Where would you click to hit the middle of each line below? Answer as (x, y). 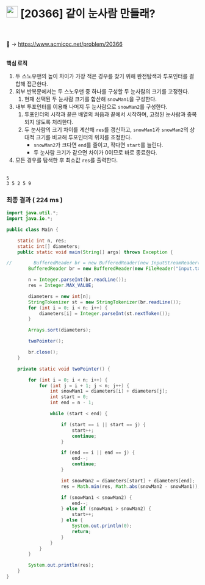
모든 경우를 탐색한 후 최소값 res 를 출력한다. (66, 160)
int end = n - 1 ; (72, 403)
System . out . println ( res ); (61, 565)
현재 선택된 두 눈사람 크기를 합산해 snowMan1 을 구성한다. (91, 99)
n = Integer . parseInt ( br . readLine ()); (77, 280)
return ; (81, 531)
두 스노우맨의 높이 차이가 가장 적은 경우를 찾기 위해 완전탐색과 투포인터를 (101, 76)
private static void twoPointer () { (64, 369)
